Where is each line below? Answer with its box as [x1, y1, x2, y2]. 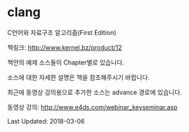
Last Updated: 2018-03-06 [7, 117, 85, 125]
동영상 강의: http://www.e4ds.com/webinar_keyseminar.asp [7, 103, 178, 111]
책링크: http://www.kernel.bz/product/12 [7, 43, 122, 51]
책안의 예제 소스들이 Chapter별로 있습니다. [7, 58, 124, 67]
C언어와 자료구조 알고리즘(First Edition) [7, 28, 117, 37]
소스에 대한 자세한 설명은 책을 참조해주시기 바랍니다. [7, 73, 150, 81]
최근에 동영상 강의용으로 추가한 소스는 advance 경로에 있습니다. [7, 88, 183, 96]
